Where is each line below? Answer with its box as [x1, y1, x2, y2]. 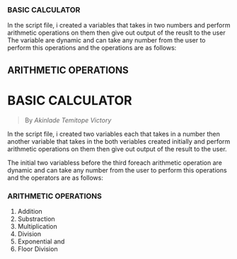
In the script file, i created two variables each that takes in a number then [7, 129, 221, 138]
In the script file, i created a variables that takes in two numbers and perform [7, 21, 231, 30]
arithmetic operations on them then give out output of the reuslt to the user [7, 28, 226, 37]
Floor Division [17, 244, 58, 253]
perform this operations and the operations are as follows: [7, 44, 177, 52]
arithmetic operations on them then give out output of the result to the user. [7, 144, 228, 153]
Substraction [17, 214, 55, 223]
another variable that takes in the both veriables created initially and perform [7, 137, 231, 146]
